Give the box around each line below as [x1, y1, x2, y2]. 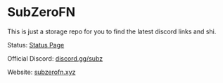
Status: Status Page [7, 40, 65, 49]
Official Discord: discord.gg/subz [7, 54, 103, 63]
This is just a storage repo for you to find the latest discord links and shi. [7, 27, 217, 36]
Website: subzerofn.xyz [7, 68, 76, 76]
